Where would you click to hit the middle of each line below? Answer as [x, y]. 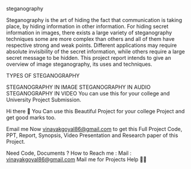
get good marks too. [31, 117]
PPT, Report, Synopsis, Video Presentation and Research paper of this [92, 135]
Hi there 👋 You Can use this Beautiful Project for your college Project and [95, 111]
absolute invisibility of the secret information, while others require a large [96, 52]
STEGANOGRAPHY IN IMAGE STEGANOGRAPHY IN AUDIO [78, 87]
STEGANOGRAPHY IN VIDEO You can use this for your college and [88, 93]
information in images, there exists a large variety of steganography [89, 33]
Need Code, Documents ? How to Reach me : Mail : [69, 153]
